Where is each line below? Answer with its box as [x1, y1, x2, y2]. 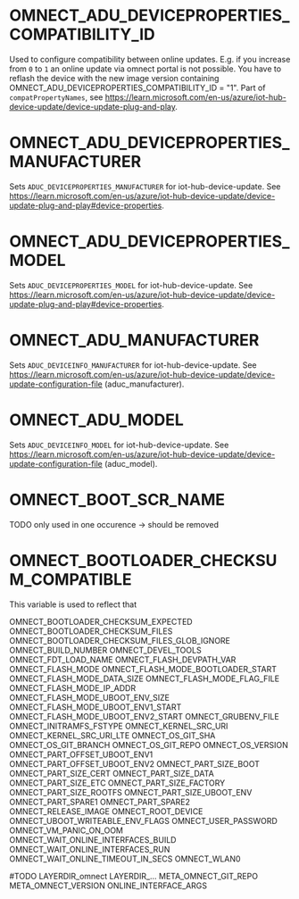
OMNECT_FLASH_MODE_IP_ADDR [9, 682, 137, 693]
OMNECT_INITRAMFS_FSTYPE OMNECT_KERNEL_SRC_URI [9, 720, 228, 731]
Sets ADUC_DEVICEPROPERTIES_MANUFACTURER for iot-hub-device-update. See [9, 180, 281, 192]
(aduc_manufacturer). [104, 379, 185, 389]
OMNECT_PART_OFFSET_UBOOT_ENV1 [9, 749, 154, 760]
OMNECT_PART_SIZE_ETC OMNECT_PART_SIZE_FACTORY [9, 778, 226, 788]
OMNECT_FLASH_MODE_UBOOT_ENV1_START [9, 702, 182, 712]
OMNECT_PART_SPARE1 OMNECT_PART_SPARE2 [9, 796, 190, 807]
